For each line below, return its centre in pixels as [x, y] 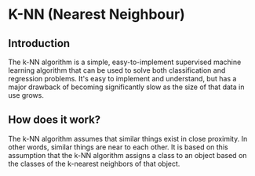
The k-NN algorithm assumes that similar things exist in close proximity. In [128, 138]
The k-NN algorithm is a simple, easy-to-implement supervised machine [125, 62]
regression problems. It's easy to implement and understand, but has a [122, 79]
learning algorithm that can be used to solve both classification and [117, 70]
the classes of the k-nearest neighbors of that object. [94, 163]
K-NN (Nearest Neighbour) [97, 14]
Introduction [39, 43]
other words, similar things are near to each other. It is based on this [118, 147]
